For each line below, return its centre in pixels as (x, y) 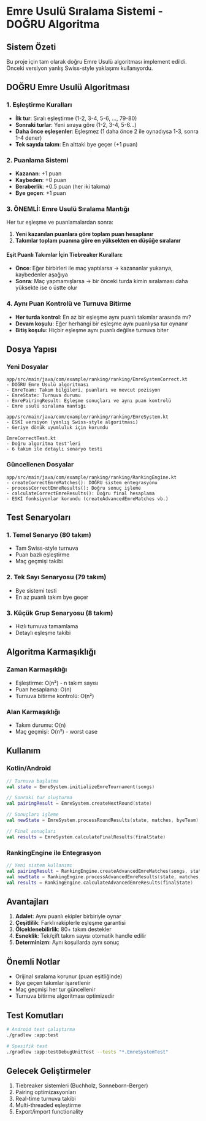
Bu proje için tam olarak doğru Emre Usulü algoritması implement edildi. (97, 62)
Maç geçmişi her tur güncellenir (55, 990)
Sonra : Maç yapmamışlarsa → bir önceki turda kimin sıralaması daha (101, 281)
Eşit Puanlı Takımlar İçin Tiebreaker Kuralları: (65, 254)
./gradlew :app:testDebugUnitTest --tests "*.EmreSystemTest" (87, 1052)
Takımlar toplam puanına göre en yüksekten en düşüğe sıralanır (98, 241)
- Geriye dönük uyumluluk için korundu (57, 428)
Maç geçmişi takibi (39, 561)
